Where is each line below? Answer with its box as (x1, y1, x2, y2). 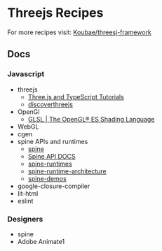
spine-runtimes (27, 159, 72, 168)
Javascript (7, 69, 45, 79)
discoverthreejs (27, 100, 74, 108)
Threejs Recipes (7, 5, 104, 21)
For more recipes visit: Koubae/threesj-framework (7, 28, 152, 36)
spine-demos (27, 174, 67, 182)
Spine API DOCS (27, 152, 76, 160)
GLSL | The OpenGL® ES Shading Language (27, 115, 155, 123)
